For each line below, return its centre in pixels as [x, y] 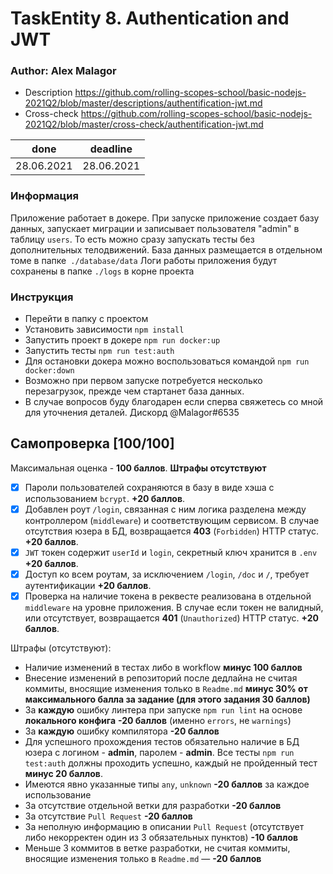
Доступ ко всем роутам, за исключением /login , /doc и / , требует [167, 574]
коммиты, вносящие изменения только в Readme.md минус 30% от [166, 689]
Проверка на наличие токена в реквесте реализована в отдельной [168, 596]
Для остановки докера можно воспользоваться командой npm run [167, 361]
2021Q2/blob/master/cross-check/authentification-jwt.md [144, 124]
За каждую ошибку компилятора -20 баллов [122, 731]
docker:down [49, 371]
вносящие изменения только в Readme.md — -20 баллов [143, 859]
